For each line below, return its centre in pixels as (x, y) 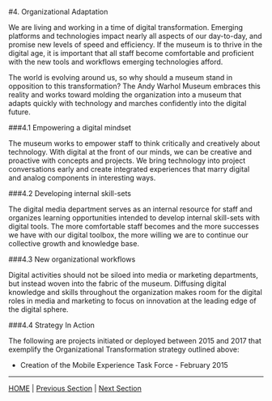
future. (19, 112)
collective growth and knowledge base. (74, 243)
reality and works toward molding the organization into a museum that (125, 95)
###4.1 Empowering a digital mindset (70, 128)
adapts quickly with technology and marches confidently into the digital (127, 103)
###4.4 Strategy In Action (52, 325)
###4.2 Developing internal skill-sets (70, 193)
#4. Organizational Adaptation (58, 12)
